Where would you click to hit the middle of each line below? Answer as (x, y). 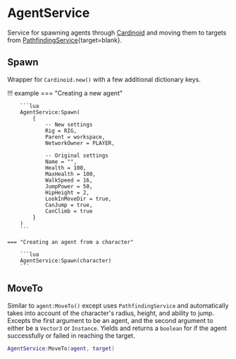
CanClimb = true (69, 211)
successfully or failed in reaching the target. (71, 335)
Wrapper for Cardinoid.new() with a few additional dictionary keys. (104, 79)
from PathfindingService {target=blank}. (65, 40)
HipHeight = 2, (67, 192)
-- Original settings (77, 155)
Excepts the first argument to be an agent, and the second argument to (110, 320)
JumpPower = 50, (69, 186)
